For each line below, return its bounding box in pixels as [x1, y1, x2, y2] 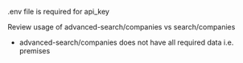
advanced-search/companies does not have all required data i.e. [19, 37, 234, 47]
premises [19, 46, 51, 55]
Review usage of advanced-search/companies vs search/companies [7, 22, 236, 31]
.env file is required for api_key [7, 7, 110, 16]
